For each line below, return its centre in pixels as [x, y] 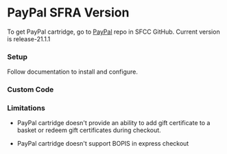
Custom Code [31, 89]
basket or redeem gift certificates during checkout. [89, 130]
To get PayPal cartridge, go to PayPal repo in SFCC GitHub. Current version [114, 32]
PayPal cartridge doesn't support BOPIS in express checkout [103, 144]
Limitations [26, 108]
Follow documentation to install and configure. [73, 72]
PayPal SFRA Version [68, 13]
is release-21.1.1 [29, 38]
